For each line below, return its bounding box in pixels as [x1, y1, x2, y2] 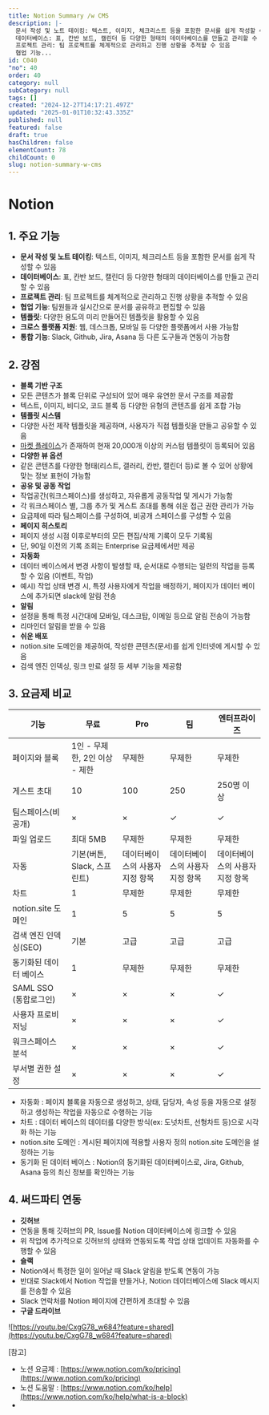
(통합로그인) [12, 993, 56, 1005]
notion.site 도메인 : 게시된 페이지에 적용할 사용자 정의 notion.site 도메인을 [19, 1137, 251, 1146]
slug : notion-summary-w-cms [8, 161, 102, 169]
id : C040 [8, 57, 38, 65]
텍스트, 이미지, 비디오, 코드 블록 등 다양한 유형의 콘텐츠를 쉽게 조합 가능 [19, 400, 242, 410]
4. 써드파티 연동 [8, 1193, 82, 1207]
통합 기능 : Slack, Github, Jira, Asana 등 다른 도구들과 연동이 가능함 [19, 332, 231, 342]
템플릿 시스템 [19, 410, 62, 420]
